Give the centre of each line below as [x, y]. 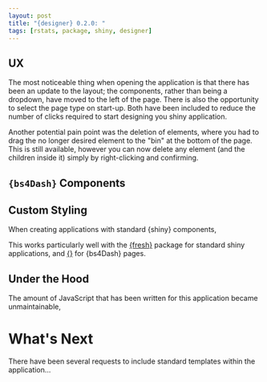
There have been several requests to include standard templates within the [132, 361]
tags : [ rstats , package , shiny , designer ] [80, 30]
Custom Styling [48, 210]
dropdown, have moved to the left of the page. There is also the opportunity [133, 100]
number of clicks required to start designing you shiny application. [118, 116]
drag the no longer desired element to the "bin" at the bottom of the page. [130, 140]
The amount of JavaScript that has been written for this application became [133, 299]
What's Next [51, 339]
